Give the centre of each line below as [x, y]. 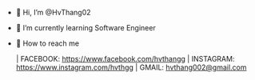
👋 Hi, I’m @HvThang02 [53, 12]
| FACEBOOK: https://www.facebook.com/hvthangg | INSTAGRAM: [125, 59]
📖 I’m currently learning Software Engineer [86, 28]
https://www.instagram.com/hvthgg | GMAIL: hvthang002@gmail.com [131, 67]
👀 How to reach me [48, 43]
